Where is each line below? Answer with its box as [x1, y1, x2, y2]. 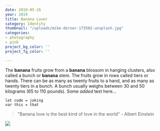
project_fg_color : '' [5, 49, 50, 54]
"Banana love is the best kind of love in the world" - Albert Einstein [17, 111, 155, 117]
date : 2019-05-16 [5, 7, 41, 12]
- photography [5, 35, 35, 40]
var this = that [5, 102, 39, 107]
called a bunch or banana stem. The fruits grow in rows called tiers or [5, 72, 149, 78]
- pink [5, 40, 19, 45]
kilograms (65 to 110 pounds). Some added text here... [5, 88, 117, 94]
